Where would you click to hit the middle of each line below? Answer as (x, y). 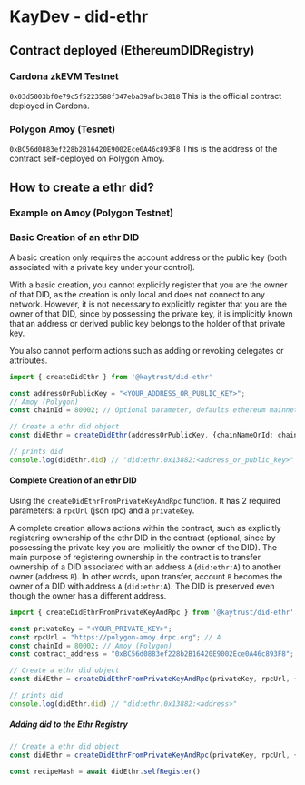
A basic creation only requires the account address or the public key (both (148, 257)
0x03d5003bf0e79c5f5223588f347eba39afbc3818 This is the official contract (146, 96)
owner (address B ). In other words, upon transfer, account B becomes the (146, 576)
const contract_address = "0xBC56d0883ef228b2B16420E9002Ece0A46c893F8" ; (152, 654)
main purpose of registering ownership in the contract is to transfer (135, 557)
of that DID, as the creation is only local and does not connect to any (138, 294)
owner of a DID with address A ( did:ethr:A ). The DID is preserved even (142, 586)
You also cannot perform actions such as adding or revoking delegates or (147, 350)
